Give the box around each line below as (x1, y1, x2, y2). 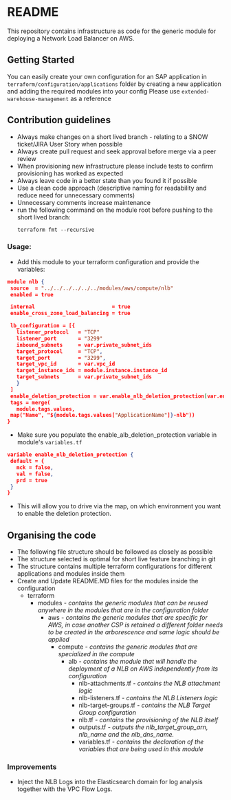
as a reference (70, 94, 111, 102)
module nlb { (7, 278, 45, 285)
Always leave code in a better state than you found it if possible (16, 176, 197, 184)
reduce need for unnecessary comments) (16, 191, 135, 199)
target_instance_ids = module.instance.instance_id (16, 367, 168, 374)
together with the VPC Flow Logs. (16, 785, 113, 793)
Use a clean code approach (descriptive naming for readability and (16, 184, 207, 192)
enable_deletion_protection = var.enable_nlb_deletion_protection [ (10, 393, 208, 400)
